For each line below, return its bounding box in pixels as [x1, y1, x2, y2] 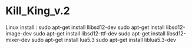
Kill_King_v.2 [5, 4, 70, 18]
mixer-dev [5, 36, 31, 43]
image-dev [5, 30, 32, 37]
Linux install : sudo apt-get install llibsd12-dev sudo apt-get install [5, 24, 165, 31]
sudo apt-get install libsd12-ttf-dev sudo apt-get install [32, 30, 165, 37]
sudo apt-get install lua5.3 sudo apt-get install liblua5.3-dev [31, 36, 176, 43]
